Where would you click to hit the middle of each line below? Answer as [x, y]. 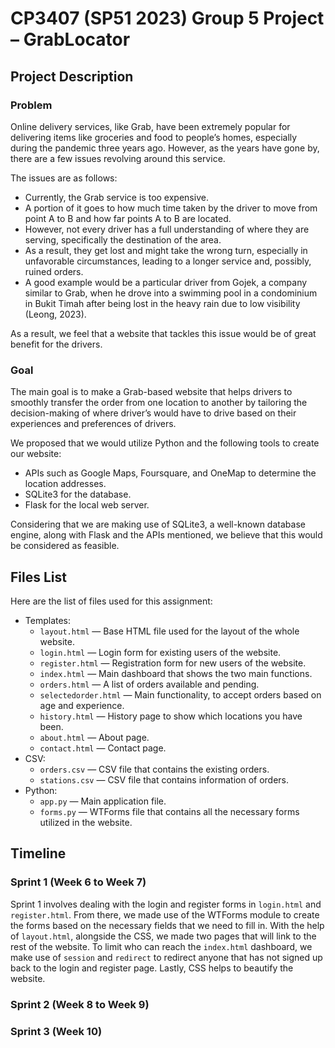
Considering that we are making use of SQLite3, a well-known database [158, 524]
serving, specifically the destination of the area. [123, 239]
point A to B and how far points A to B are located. [128, 218]
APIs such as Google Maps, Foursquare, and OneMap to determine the [170, 473]
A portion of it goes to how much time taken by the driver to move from [171, 208]
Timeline [38, 853]
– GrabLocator [70, 39]
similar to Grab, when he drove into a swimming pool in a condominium [171, 293]
